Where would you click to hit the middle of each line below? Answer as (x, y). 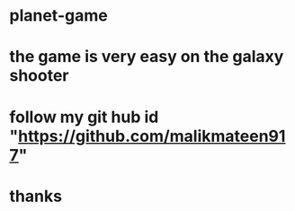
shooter (39, 76)
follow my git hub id (84, 117)
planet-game (58, 16)
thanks (36, 196)
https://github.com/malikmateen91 (152, 136)
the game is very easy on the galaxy (147, 57)
